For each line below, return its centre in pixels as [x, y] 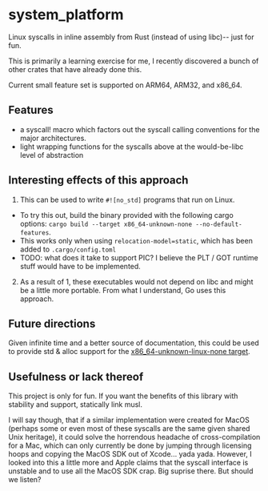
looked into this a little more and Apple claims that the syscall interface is [128, 463]
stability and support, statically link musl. [75, 404]
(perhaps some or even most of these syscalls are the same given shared [129, 429]
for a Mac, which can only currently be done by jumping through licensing [130, 445]
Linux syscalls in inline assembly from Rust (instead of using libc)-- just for [131, 37]
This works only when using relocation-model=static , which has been [136, 240]
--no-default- [219, 224]
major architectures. [53, 138]
